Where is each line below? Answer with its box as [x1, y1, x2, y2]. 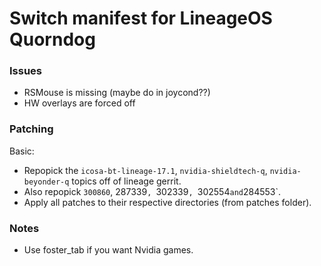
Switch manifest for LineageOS [9, 7, 273, 30]
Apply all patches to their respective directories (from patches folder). [23, 196, 312, 208]
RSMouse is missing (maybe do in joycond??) [23, 87, 211, 99]
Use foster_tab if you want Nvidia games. [23, 244, 194, 256]
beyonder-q [23, 177, 70, 187]
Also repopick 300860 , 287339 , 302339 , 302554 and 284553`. [23, 185, 282, 197]
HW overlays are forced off [23, 97, 136, 109]
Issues [9, 64, 43, 78]
